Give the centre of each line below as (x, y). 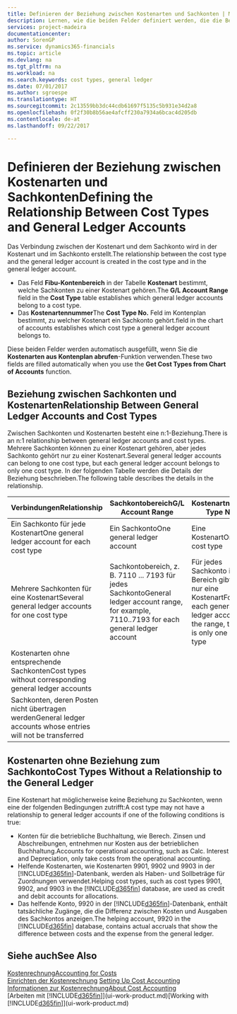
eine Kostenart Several (47, 597)
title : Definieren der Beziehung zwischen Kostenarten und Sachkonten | (116, 14)
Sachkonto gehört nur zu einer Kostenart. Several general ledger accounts (115, 456)
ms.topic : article (34, 54)
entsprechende (36, 662)
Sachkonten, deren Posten (55, 700)
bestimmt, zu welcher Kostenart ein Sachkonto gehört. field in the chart (120, 321)
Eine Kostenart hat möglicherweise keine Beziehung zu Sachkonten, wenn (115, 800)
